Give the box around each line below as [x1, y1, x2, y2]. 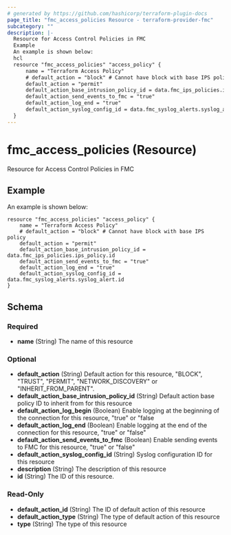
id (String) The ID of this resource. [16, 472, 115, 481]
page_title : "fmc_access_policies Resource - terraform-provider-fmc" [7, 17, 214, 23]
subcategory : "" [7, 23, 54, 30]
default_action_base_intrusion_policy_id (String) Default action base [16, 392, 215, 400]
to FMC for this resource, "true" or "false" [16, 443, 135, 451]
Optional [7, 354, 36, 364]
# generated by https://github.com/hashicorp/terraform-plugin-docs [7, 10, 208, 17]
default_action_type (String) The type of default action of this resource [16, 512, 220, 521]
